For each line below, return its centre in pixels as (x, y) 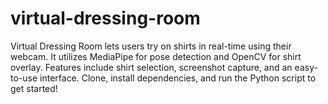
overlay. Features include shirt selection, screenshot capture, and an (151, 67)
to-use (24, 78)
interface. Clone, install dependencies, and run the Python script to (178, 78)
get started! (34, 88)
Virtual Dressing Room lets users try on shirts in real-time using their (151, 46)
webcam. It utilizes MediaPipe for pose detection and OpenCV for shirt (156, 56)
